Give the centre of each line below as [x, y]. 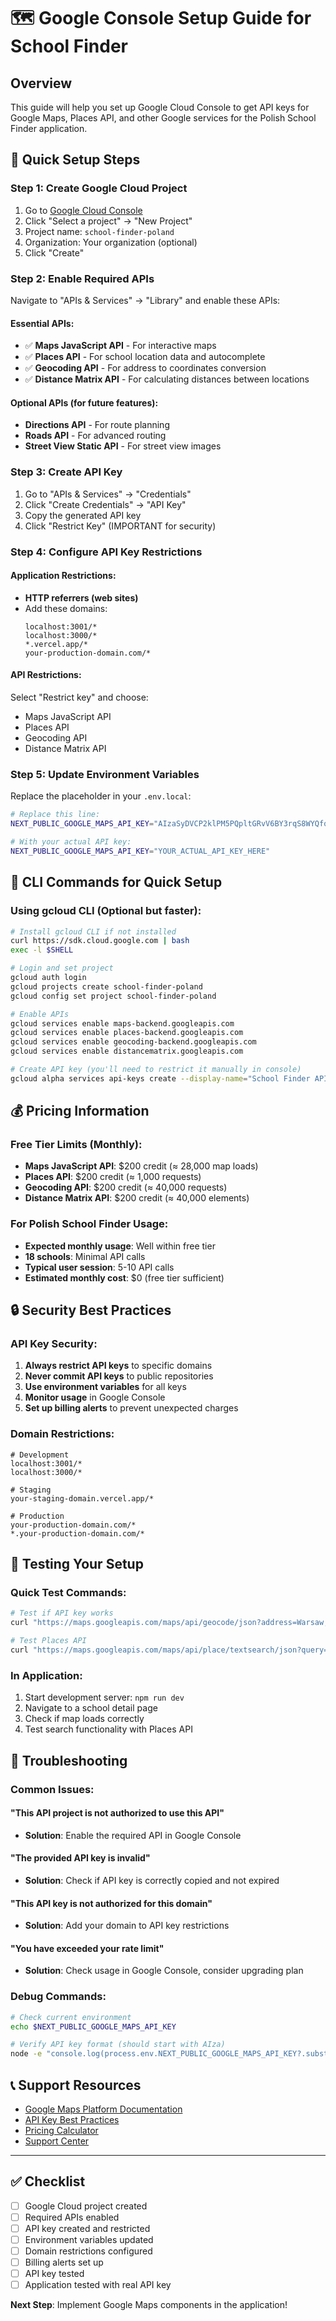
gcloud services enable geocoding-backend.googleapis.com [133, 1042]
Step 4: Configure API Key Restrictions [106, 552]
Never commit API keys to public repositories [119, 1376]
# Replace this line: [55, 815]
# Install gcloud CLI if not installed [93, 931]
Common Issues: [52, 1789]
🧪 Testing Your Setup [77, 1564]
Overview [41, 83]
